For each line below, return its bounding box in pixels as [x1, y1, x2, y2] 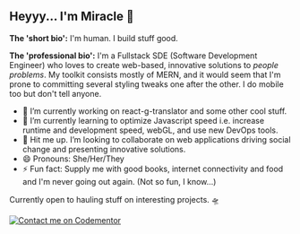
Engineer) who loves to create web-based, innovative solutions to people [9, 59, 279, 70]
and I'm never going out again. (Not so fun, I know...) [21, 176, 217, 186]
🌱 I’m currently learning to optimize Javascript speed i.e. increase [21, 115, 265, 126]
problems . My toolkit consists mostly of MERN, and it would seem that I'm [9, 69, 281, 80]
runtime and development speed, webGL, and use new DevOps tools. [21, 125, 279, 135]
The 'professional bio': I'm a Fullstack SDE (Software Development [9, 50, 258, 61]
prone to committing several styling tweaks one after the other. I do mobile [9, 78, 284, 90]
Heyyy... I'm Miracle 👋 [9, 9, 134, 24]
